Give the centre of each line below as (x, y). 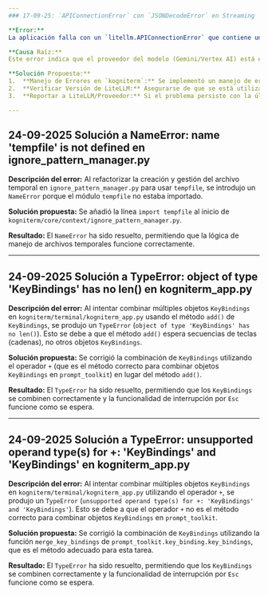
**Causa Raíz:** (35, 52)
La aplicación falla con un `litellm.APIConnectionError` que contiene (130, 37)
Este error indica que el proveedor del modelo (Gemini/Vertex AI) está (132, 59)
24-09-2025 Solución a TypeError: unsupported (131, 439)
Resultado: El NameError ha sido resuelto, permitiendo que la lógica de (124, 235)
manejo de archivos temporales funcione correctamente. (102, 244)
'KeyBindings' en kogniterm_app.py (99, 465)
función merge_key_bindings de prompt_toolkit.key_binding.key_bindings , (131, 542)
